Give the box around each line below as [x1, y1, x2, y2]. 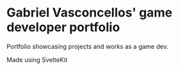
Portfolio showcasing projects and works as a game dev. [6, 42, 169, 50]
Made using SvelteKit [6, 55, 68, 63]
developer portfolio [6, 19, 120, 35]
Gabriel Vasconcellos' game [6, 5, 173, 21]
